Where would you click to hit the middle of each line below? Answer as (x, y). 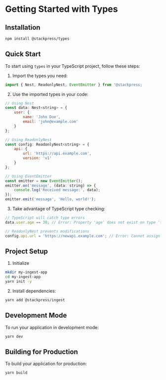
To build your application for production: (46, 364)
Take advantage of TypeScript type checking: (59, 209)
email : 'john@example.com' (51, 122)
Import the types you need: (40, 76)
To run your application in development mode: (52, 327)
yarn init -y (19, 282)
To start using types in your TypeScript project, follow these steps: (73, 66)
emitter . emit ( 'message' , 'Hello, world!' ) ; (51, 199)
